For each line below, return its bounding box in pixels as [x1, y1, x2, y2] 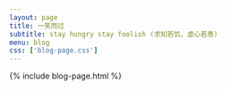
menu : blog [9, 37, 50, 47]
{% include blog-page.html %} [9, 70, 123, 81]
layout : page [9, 12, 58, 22]
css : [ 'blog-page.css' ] [9, 46, 99, 55]
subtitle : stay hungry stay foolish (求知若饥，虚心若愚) [9, 29, 218, 38]
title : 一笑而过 [9, 21, 65, 30]
